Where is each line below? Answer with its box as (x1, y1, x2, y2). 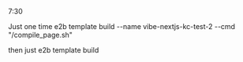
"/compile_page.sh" (8, 31, 73, 39)
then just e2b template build (8, 46, 99, 54)
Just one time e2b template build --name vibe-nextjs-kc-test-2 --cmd (8, 22, 235, 31)
